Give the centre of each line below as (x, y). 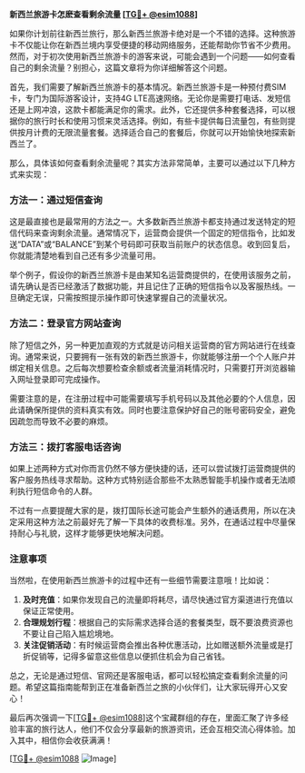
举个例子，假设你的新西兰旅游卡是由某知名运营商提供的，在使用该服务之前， (152, 275)
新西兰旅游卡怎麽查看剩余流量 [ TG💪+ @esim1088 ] (103, 14)
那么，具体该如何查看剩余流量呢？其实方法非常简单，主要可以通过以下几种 (148, 163)
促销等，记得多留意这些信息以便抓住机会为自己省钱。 (130, 657)
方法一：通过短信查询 (56, 200)
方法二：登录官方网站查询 (65, 323)
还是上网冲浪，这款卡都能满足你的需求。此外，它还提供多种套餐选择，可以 (148, 109)
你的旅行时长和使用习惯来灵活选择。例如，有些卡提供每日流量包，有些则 (152, 121)
